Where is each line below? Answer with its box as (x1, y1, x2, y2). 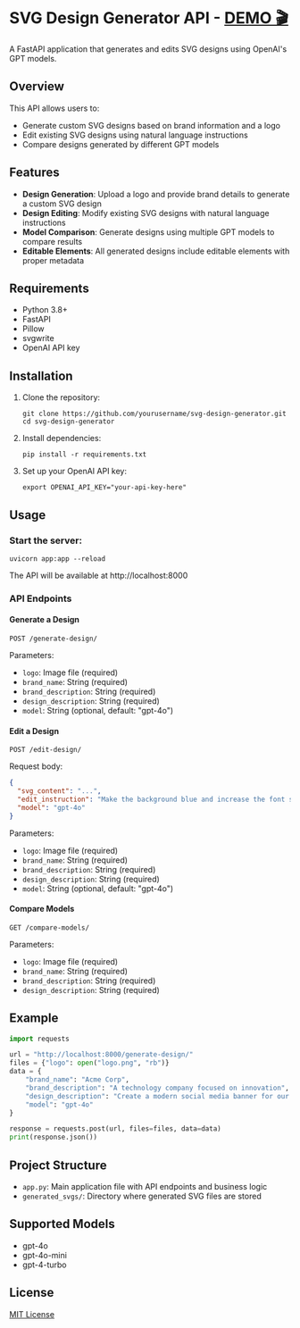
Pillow (21, 323, 45, 334)
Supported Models (9, 1216, 115, 1232)
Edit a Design (9, 725, 60, 736)
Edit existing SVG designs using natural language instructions (21, 129, 248, 140)
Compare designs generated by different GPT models (21, 138, 220, 149)
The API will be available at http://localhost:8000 (9, 570, 188, 580)
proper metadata (21, 255, 85, 265)
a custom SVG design (21, 198, 103, 209)
